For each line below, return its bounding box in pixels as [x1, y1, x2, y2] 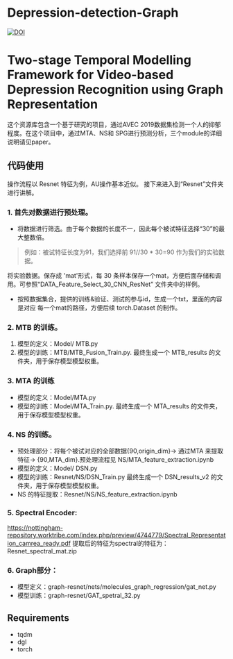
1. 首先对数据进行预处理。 [7, 207, 92, 217]
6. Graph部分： [7, 566, 58, 576]
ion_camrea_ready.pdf [7, 540, 71, 548]
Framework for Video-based [7, 67, 174, 83]
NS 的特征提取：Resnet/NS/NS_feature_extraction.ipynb [17, 490, 178, 498]
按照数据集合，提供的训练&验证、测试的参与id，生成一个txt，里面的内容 [17, 294, 223, 303]
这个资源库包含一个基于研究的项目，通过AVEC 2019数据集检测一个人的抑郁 [7, 120, 221, 128]
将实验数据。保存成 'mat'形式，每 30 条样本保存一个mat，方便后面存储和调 [7, 271, 222, 279]
